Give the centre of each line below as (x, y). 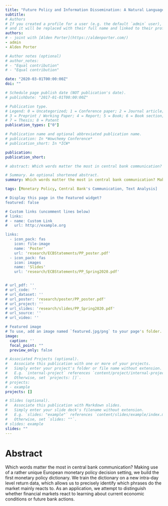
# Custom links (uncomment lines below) (48, 211)
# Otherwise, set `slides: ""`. (41, 419)
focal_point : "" (26, 345)
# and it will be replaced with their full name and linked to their (79, 29)
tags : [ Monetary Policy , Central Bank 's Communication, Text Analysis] (81, 189)
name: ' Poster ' (30, 248)
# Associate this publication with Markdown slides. (63, 405)
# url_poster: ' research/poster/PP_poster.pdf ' (56, 299)
